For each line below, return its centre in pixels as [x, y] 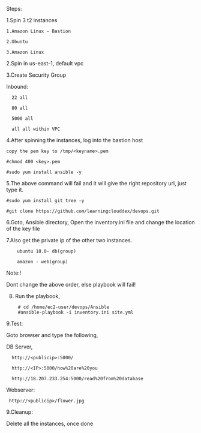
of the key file [23, 228]
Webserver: [20, 390]
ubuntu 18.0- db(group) [47, 251]
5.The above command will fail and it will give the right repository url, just [97, 183]
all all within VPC [36, 129]
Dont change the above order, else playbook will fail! [71, 285]
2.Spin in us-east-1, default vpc [45, 63]
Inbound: [17, 87]
